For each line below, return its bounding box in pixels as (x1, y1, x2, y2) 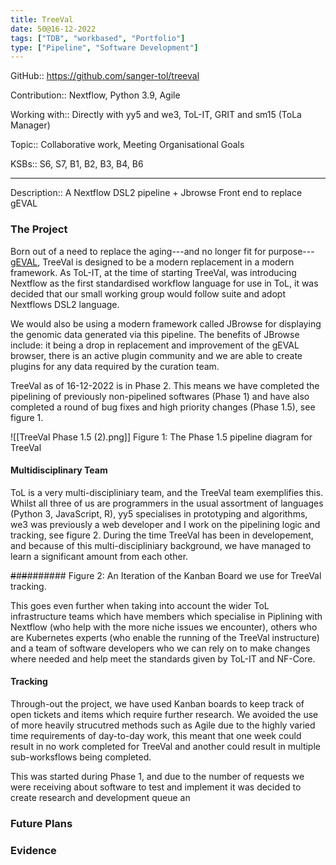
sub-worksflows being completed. (10, 751, 152, 763)
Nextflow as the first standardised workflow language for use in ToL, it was (10, 277, 319, 289)
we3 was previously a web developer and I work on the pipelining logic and (10, 518, 321, 530)
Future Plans (10, 816, 73, 830)
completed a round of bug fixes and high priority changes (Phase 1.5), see (10, 401, 316, 413)
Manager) (10, 119, 51, 131)
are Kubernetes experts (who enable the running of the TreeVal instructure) (10, 631, 320, 643)
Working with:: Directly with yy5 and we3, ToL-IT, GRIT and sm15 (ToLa (10, 109, 302, 121)
